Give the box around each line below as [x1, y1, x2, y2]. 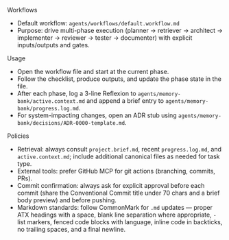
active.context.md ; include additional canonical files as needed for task [16, 152, 220, 160]
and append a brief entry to [86, 97, 165, 105]
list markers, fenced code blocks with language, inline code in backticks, [16, 218, 223, 226]
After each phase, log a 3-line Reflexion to [16, 89, 136, 97]
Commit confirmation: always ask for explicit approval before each [16, 182, 205, 189]
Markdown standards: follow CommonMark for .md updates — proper [16, 204, 213, 211]
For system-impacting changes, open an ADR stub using [16, 111, 177, 119]
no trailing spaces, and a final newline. [16, 226, 125, 233]
